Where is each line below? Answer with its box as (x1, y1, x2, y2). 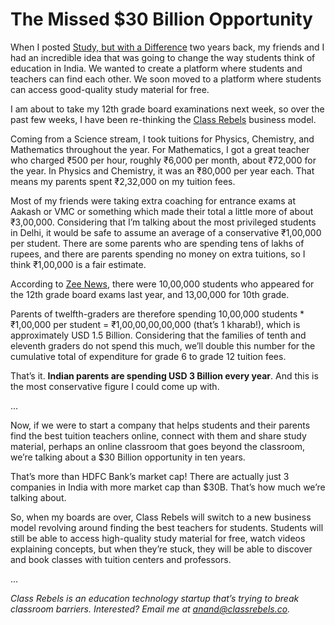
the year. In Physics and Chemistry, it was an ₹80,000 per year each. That (10, 164, 315, 177)
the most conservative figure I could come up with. (10, 380, 220, 392)
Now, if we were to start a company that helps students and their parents (10, 419, 311, 431)
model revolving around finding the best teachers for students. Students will (10, 521, 324, 533)
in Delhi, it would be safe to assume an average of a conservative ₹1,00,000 (10, 226, 322, 238)
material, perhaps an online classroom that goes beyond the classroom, (10, 440, 306, 452)
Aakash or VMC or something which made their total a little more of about (10, 205, 314, 217)
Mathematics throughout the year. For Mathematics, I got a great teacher (10, 143, 310, 155)
